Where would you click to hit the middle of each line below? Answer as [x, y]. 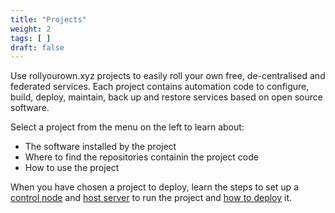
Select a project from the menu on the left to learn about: [127, 127]
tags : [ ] [31, 38]
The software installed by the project [100, 147]
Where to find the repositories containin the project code [141, 157]
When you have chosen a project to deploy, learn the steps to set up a [154, 187]
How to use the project [72, 168]
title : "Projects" [48, 19]
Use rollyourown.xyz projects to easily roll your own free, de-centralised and [168, 76]
